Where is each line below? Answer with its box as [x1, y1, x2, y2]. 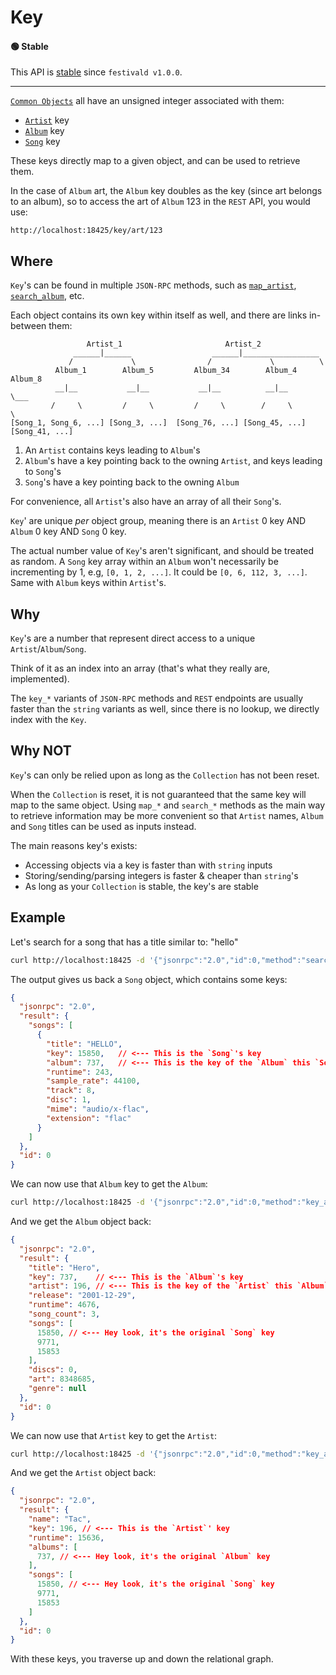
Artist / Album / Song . [10, 643, 87, 655]
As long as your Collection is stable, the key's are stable [24, 880, 259, 892]
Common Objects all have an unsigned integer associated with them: [10, 95, 285, 107]
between [10, 320, 47, 332]
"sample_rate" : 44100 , [46, 1076, 141, 1086]
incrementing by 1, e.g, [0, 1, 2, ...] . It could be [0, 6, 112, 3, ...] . [10, 566, 308, 578]
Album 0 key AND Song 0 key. [10, 526, 127, 538]
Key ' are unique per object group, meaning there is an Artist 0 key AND [10, 515, 307, 527]
